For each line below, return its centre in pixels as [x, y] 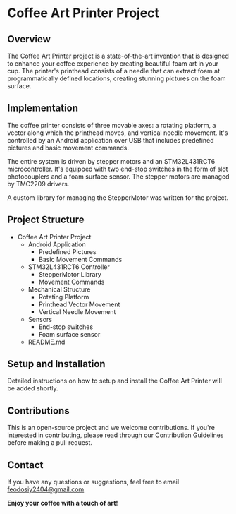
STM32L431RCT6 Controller [69, 267]
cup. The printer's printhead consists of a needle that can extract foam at [114, 71]
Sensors [40, 319]
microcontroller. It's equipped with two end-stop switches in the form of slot [118, 169]
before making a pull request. [50, 443]
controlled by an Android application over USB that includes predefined [111, 140]
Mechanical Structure [59, 289]
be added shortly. [33, 388]
